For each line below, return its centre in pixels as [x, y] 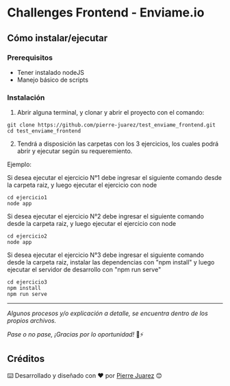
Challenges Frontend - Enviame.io [106, 13]
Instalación [26, 98]
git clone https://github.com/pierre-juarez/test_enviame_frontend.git [111, 125]
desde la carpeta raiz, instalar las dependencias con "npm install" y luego [111, 262]
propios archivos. [32, 321]
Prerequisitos [30, 58]
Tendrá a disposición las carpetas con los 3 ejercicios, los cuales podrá [118, 144]
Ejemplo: [20, 164]
